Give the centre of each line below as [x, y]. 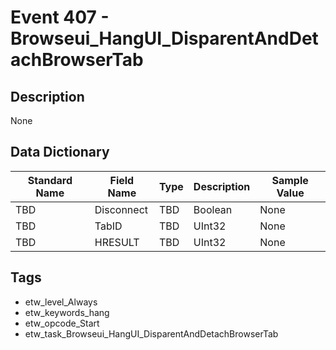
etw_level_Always [61, 302]
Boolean [213, 209]
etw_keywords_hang [67, 312]
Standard [50, 180]
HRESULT [117, 242]
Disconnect [121, 209]
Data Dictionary [60, 152]
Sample [290, 180]
